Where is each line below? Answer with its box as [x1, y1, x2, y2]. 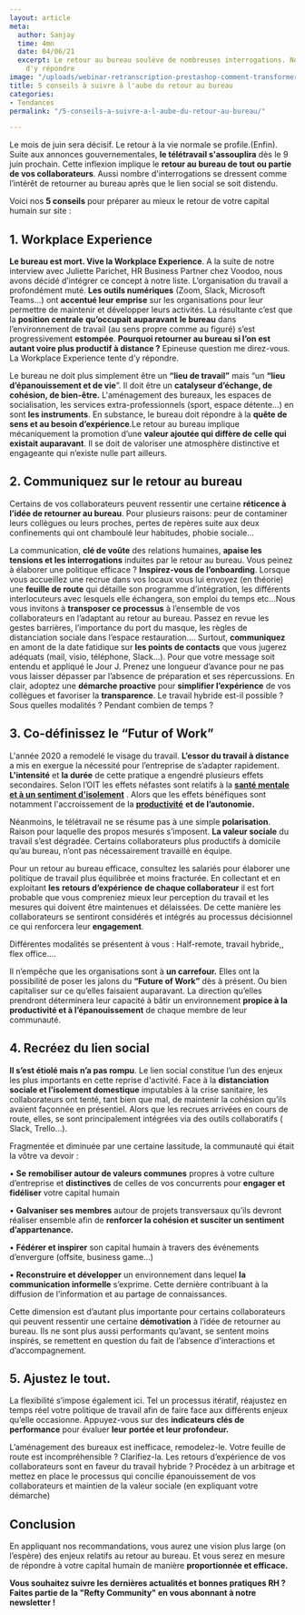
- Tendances [9, 97, 54, 107]
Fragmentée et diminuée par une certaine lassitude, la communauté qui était [9, 1140, 295, 1152]
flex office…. [9, 948, 56, 959]
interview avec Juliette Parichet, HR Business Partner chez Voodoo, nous [9, 266, 283, 277]
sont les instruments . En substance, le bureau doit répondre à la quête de [9, 409, 288, 420]
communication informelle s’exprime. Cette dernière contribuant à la [9, 1278, 269, 1289]
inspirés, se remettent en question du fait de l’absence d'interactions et [9, 1335, 275, 1346]
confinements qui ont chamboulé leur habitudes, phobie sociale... [9, 527, 254, 538]
